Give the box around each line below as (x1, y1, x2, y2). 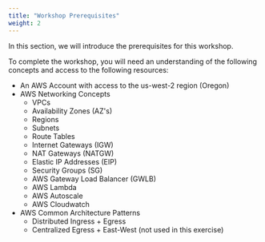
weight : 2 (8, 19, 42, 27)
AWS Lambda (31, 182, 78, 192)
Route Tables (31, 131, 76, 141)
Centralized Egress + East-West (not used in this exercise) (31, 224, 224, 234)
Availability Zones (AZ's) (31, 105, 113, 116)
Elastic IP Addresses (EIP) (31, 157, 118, 166)
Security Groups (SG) (31, 165, 103, 175)
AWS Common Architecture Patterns (19, 208, 141, 217)
